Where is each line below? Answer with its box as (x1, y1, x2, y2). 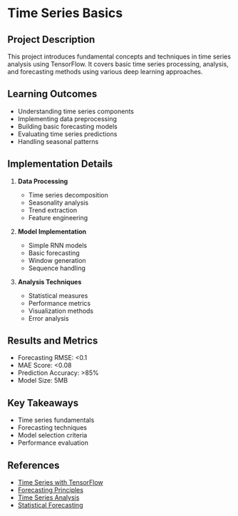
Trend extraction (28, 205, 77, 215)
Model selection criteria (17, 431, 88, 440)
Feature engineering (28, 213, 88, 222)
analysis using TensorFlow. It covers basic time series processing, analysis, (7, 60, 229, 68)
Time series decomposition (28, 190, 108, 199)
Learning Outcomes (7, 88, 98, 100)
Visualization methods (28, 306, 94, 315)
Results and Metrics (7, 335, 98, 347)
